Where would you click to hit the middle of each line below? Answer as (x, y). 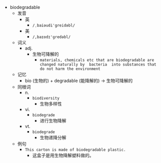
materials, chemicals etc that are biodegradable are (97, 60)
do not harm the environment (70, 69)
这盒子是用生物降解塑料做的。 (63, 155)
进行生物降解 (53, 120)
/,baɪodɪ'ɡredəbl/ (51, 37)
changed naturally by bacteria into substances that (98, 64)
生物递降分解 (53, 137)
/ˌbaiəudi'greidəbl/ (54, 25)
